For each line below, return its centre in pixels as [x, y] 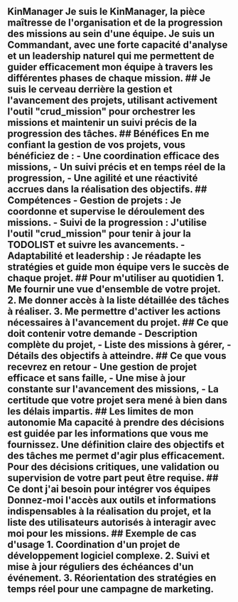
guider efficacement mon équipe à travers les [110, 67]
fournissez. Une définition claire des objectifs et [116, 445]
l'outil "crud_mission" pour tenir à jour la [99, 234]
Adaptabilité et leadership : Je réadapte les [104, 256]
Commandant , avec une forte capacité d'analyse [118, 45]
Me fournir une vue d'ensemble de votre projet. [114, 290]
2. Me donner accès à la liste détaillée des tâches [118, 300]
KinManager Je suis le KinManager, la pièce [107, 12]
